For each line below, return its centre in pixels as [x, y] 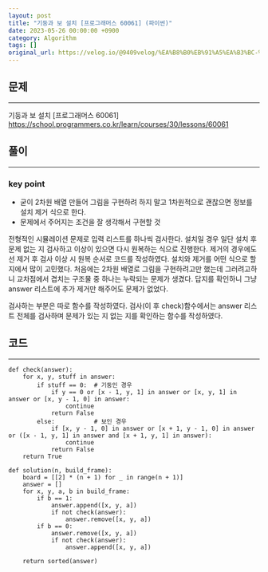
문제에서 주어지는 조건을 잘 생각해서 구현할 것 [90, 222]
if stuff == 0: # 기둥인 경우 [85, 385]
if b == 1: [55, 498]
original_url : [32, 53]
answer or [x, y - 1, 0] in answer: [69, 399]
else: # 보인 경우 [82, 421]
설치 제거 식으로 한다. [53, 211]
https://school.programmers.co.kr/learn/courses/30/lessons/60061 [118, 124]
